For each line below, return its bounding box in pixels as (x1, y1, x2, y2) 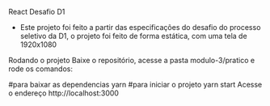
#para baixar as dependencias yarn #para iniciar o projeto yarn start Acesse (8, 80, 263, 89)
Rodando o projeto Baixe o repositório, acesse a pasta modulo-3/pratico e (8, 56, 255, 65)
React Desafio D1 (8, 7, 65, 16)
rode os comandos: (8, 64, 74, 74)
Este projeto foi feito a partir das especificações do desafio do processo (19, 23, 261, 32)
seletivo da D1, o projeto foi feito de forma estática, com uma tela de (19, 32, 248, 40)
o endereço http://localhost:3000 (8, 88, 120, 98)
